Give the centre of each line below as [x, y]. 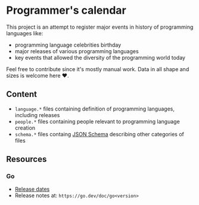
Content [22, 94]
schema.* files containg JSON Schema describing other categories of [99, 134]
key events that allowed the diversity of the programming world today [100, 57]
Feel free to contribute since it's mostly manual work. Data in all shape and [98, 69]
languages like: [25, 33]
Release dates [32, 189]
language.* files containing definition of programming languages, [94, 109]
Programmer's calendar [66, 10]
